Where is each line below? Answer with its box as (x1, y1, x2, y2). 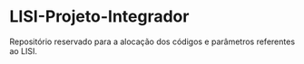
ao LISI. (9, 45, 38, 56)
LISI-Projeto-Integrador (9, 6, 190, 27)
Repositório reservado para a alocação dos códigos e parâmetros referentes (9, 36, 296, 47)
